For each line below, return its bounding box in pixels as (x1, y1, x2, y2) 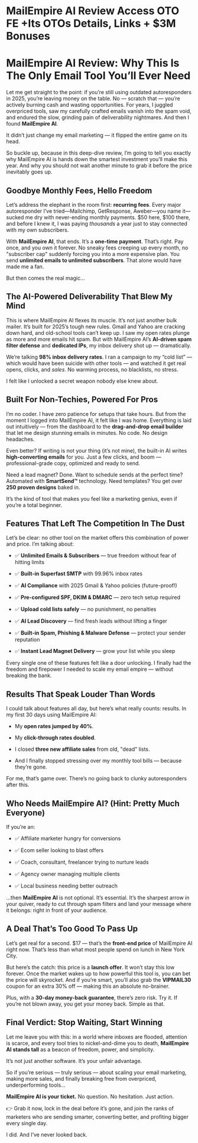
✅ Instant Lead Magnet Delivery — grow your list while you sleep (14, 648, 176, 655)
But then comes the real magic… (6, 274, 86, 281)
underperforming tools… (6, 1081, 66, 1088)
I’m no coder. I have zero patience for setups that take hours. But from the (6, 410, 186, 417)
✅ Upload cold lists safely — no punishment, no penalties (14, 606, 157, 613)
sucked (6, 213, 24, 220)
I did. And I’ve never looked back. (6, 1131, 87, 1138)
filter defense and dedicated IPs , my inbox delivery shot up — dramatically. (6, 342, 191, 349)
